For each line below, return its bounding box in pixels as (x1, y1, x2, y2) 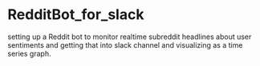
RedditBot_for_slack (7, 6, 144, 24)
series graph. (7, 49, 51, 58)
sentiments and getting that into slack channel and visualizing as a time (7, 40, 243, 49)
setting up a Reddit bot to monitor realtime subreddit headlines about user (7, 32, 252, 41)
